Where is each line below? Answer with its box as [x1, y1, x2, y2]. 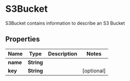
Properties [5, 35, 40, 44]
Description [48, 50, 78, 57]
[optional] [82, 67, 106, 74]
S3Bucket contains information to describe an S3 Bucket [5, 20, 125, 26]
